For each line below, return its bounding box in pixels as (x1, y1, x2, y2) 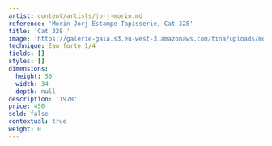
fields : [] (8, 49, 45, 58)
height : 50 (15, 72, 53, 80)
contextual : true (8, 118, 67, 126)
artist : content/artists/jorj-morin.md (8, 11, 143, 20)
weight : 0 (8, 125, 42, 133)
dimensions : (8, 65, 49, 73)
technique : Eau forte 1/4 (8, 42, 96, 50)
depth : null (15, 87, 57, 96)
